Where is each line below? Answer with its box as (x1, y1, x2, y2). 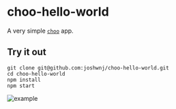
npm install (7, 76, 41, 83)
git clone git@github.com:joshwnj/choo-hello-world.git (7, 64, 169, 72)
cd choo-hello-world (7, 70, 66, 77)
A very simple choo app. (7, 27, 74, 35)
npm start (7, 82, 35, 89)
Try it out (7, 46, 46, 58)
